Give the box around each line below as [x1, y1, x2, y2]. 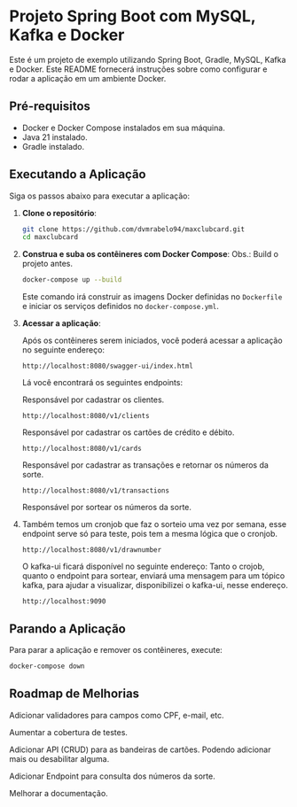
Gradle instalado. [21, 141, 85, 151]
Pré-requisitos [9, 99, 91, 114]
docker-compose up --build [21, 275, 122, 284]
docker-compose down [9, 662, 86, 671]
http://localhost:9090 [21, 597, 106, 606]
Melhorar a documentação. [9, 788, 108, 798]
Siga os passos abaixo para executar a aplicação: [9, 190, 191, 201]
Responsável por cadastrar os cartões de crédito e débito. [21, 427, 235, 438]
